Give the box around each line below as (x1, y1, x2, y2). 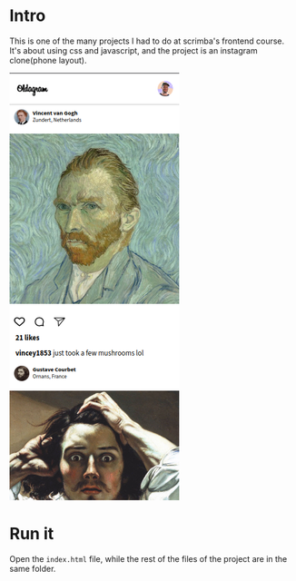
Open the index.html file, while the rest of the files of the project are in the (9, 553, 288, 564)
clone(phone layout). (9, 54, 87, 65)
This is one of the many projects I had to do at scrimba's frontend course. (9, 35, 285, 46)
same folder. (9, 563, 56, 574)
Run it (9, 524, 54, 545)
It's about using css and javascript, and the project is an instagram (9, 44, 258, 55)
